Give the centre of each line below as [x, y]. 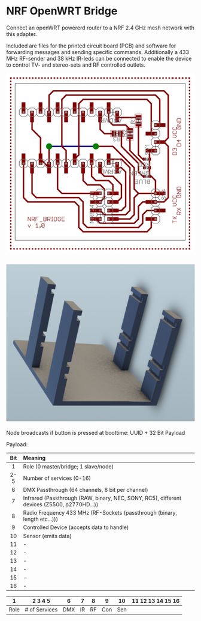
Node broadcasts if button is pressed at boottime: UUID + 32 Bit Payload [96, 433]
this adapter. [22, 34]
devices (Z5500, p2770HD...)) [61, 504]
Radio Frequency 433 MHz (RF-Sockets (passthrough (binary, [100, 513]
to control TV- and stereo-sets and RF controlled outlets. [76, 65]
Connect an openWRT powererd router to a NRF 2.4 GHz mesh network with [100, 28]
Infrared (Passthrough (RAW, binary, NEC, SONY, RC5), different [102, 498]
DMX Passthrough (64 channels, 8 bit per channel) [86, 489]
